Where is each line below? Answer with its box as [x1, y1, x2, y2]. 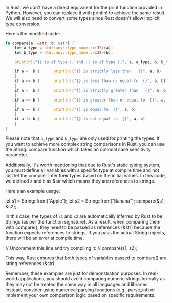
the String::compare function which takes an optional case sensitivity [5, 146, 151, 152]
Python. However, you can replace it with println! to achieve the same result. [5, 10, 166, 16]
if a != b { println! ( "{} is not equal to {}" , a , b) [14, 116, 145, 122]
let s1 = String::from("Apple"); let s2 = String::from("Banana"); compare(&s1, [5, 197, 165, 204]
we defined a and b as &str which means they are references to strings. [5, 178, 155, 184]
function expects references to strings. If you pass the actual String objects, [5, 229, 165, 235]
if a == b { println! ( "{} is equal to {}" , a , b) [14, 107, 137, 112]
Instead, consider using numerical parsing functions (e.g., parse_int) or [5, 287, 155, 293]
